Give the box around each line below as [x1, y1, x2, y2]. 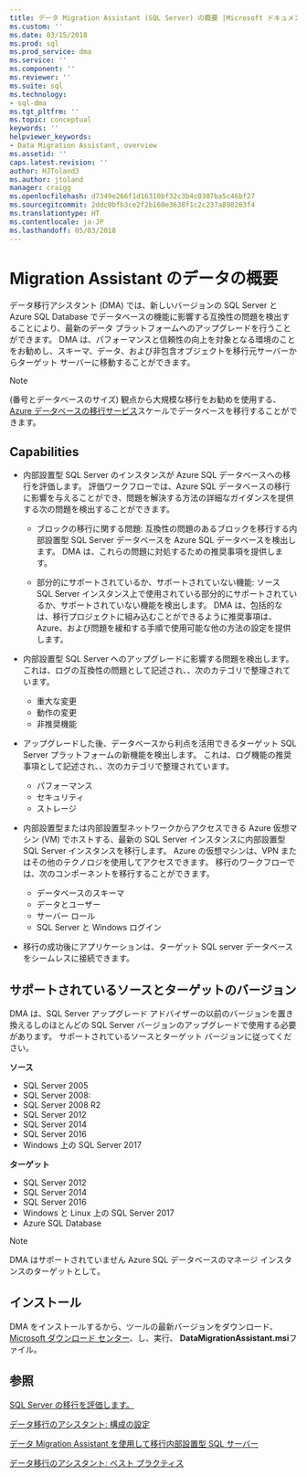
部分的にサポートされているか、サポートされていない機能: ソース [36, 577, 281, 588]
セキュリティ [36, 792, 85, 802]
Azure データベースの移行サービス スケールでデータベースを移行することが [9, 406, 290, 417]
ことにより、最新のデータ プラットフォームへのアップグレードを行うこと [16, 323, 291, 334]
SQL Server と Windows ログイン [36, 922, 162, 933]
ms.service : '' [9, 56, 68, 65]
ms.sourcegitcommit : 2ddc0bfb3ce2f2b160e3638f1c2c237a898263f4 [9, 200, 256, 210]
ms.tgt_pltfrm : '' [9, 107, 79, 116]
